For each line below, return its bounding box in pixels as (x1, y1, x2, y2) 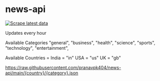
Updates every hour (5, 30, 47, 36)
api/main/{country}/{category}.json (5, 69, 78, 76)
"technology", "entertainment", (5, 45, 69, 51)
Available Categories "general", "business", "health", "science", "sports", (5, 39, 155, 46)
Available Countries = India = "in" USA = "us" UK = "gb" (5, 54, 121, 61)
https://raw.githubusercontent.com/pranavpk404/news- (5, 64, 122, 70)
